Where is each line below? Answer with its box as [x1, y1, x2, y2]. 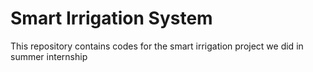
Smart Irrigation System [10, 7, 213, 30]
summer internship [10, 50, 88, 62]
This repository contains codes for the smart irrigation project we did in [10, 40, 304, 52]
